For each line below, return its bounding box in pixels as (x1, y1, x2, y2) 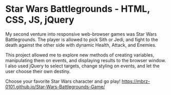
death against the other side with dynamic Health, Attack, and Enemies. (5, 42, 157, 48)
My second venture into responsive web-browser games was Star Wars (5, 31, 157, 37)
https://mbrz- (121, 78, 150, 84)
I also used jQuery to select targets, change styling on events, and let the (5, 63, 160, 69)
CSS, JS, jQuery (5, 14, 74, 26)
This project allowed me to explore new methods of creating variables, (5, 52, 155, 58)
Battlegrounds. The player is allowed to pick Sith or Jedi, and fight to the (5, 36, 158, 43)
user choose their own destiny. (5, 68, 71, 74)
